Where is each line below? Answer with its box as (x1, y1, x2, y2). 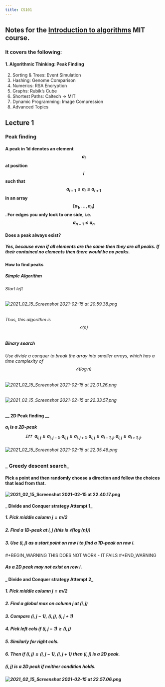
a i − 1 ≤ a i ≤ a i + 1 (66, 186, 101, 193)
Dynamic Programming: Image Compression (12, 98, 104, 105)
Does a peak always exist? (5, 232, 61, 238)
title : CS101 (5, 7, 32, 12)
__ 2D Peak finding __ (5, 413, 49, 419)
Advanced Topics (12, 104, 49, 110)
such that (5, 178, 25, 184)
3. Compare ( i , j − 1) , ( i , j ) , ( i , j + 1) (5, 613, 74, 619)
